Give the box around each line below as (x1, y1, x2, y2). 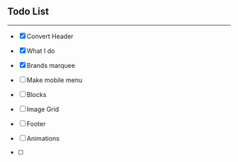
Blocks (26, 90, 47, 98)
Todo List (7, 6, 50, 18)
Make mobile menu (26, 76, 83, 84)
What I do (26, 46, 55, 55)
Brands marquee (26, 61, 76, 69)
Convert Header (26, 32, 74, 40)
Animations (26, 134, 60, 142)
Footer (26, 120, 46, 128)
